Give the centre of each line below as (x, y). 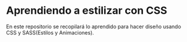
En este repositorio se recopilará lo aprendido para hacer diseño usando (93, 26)
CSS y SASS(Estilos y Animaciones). (50, 32)
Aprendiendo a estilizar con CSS (87, 11)
